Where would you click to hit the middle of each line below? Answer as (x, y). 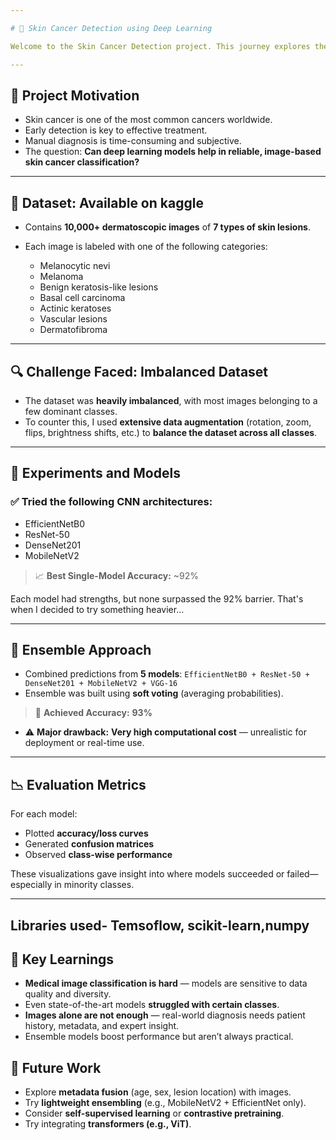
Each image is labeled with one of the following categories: (146, 247)
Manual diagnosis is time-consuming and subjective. (133, 141)
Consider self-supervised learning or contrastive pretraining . (154, 1113)
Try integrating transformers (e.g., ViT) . (108, 1124)
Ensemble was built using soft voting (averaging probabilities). (154, 693)
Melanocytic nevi (75, 266)
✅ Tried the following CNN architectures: (111, 502)
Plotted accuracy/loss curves (86, 833)
